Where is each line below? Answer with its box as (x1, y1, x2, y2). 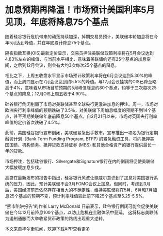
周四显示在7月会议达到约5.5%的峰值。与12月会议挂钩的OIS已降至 (21, 78, 153, 84)
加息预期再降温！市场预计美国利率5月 (5, 4, 155, 16)
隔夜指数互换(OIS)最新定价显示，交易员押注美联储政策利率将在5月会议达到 (5, 50, 154, 56)
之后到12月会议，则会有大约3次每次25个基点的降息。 (13, 62, 119, 68)
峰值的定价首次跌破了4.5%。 (5, 119, 63, 125)
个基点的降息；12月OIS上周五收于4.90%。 (5, 91, 90, 96)
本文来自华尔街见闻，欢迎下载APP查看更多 (5, 226, 90, 232)
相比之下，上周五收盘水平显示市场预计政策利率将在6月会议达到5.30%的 (5, 73, 148, 78)
